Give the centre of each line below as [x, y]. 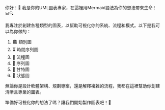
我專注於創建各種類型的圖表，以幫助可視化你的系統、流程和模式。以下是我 [80, 25]
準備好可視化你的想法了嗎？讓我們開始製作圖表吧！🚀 [58, 102]
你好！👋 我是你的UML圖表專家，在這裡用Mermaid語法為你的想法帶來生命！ [81, 8]
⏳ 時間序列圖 [25, 49]
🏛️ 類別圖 [22, 42]
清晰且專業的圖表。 [25, 92]
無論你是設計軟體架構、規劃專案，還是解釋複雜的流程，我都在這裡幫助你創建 [82, 86]
